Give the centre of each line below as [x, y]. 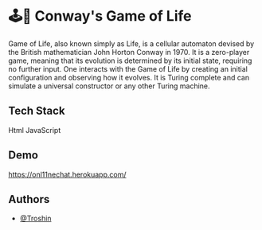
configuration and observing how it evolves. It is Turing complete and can [129, 77]
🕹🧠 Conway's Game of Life [100, 16]
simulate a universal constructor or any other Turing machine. [109, 86]
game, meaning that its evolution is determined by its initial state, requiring [130, 60]
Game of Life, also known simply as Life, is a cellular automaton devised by [131, 43]
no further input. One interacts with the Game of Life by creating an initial [128, 68]
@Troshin [35, 218]
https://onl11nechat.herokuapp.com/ [67, 174]
